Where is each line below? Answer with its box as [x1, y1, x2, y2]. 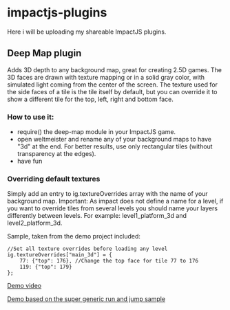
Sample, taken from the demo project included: [7, 232, 141, 241]
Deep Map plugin [7, 47, 82, 59]
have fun [17, 157, 43, 166]
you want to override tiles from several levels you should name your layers [7, 204, 218, 212]
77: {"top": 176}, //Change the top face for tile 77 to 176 [19, 258, 198, 265]
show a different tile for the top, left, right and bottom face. [7, 95, 174, 103]
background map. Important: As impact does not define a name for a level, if [7, 197, 224, 206]
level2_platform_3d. [7, 219, 63, 228]
